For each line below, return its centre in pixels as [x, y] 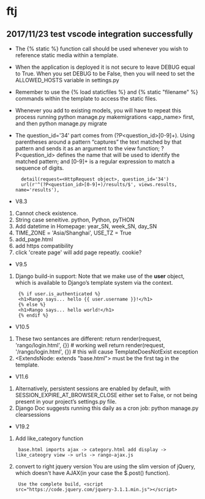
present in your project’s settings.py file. [66, 401]
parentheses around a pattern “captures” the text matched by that [98, 142]
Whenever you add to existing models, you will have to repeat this [98, 110]
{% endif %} [33, 315]
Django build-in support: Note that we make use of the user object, [100, 276]
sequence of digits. [39, 168]
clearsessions [33, 415]
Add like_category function [49, 438]
